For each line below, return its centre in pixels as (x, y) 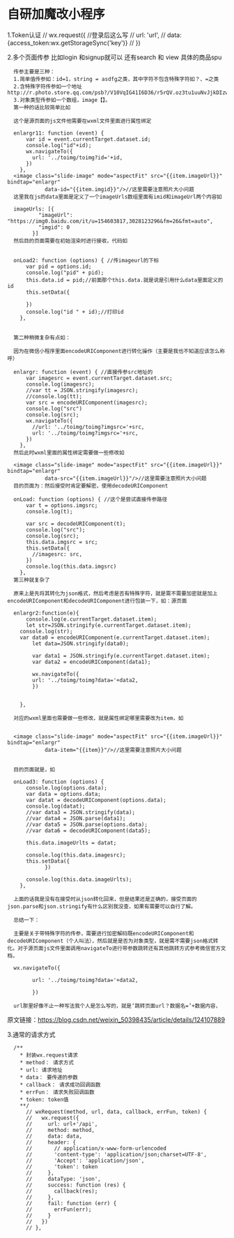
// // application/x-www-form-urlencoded (96, 1148)
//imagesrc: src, (57, 554)
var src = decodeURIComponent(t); (76, 524)
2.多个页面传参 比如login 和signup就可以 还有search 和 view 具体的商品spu (115, 57)
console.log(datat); (55, 806)
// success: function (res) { (76, 1185)
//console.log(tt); (54, 396)
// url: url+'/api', (62, 1124)
